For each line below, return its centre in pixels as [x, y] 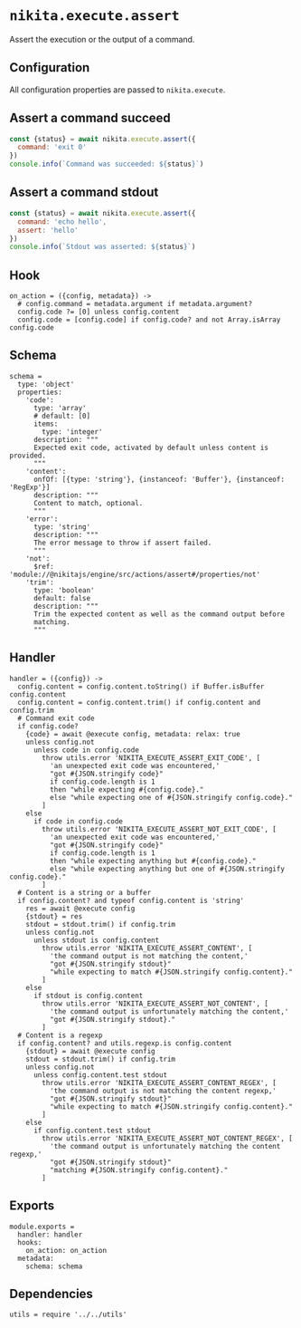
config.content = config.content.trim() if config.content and [139, 702]
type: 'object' [46, 384]
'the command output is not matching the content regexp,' [163, 1091]
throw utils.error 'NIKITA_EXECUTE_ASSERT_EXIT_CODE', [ [151, 758]
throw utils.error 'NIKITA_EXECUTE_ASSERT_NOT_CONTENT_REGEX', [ [168, 1138]
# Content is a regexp [60, 1035]
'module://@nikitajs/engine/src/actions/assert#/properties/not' [135, 574]
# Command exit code [56, 718]
